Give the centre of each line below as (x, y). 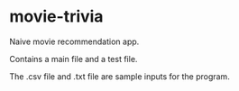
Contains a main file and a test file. (74, 59)
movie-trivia (56, 17)
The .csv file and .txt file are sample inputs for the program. (119, 76)
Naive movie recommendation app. (74, 41)
